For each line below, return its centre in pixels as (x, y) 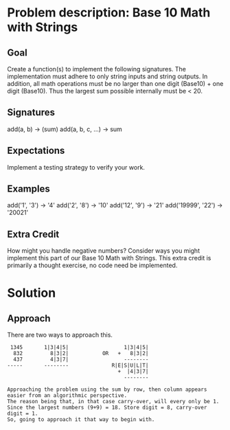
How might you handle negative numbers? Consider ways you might (104, 251)
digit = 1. (23, 414)
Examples (28, 189)
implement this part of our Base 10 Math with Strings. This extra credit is (109, 258)
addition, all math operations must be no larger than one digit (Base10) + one (115, 83)
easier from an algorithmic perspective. (67, 396)
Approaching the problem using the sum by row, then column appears (107, 389)
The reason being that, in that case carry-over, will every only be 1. (113, 402)
